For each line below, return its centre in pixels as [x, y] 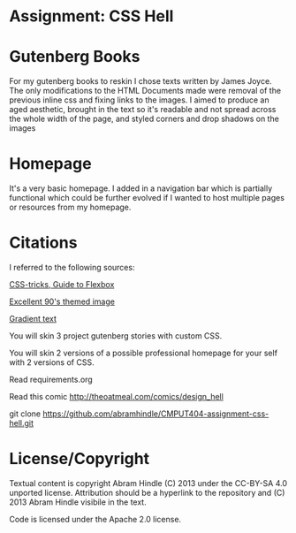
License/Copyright [80, 459]
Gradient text [33, 319]
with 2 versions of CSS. [52, 362]
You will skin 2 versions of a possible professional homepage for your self [144, 353]
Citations [43, 243]
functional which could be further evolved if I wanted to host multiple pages [147, 198]
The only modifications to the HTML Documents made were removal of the [145, 91]
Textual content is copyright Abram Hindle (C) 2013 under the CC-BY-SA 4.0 [148, 483]
